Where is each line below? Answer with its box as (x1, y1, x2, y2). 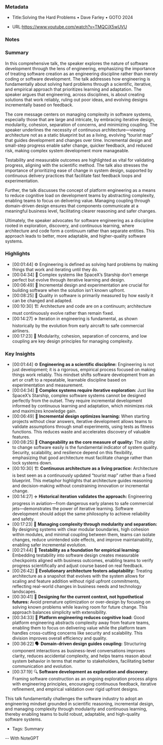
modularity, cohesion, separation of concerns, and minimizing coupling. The (5, 121, 158, 127)
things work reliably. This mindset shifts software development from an (12, 372, 155, 378)
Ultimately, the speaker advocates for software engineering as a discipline (5, 217, 154, 223)
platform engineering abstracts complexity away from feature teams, (12, 620, 150, 625)
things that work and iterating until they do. (12, 266, 99, 272)
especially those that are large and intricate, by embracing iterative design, (5, 116, 155, 122)
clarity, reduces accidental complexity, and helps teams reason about (12, 653, 152, 659)
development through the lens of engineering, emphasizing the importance (5, 65, 156, 71)
